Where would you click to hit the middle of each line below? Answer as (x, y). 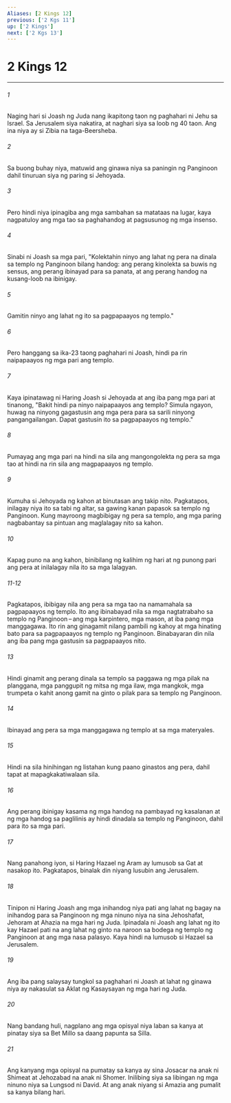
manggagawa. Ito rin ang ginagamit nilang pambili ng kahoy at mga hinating (114, 626)
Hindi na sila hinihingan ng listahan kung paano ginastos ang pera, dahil (109, 767)
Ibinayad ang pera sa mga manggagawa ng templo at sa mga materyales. (111, 730)
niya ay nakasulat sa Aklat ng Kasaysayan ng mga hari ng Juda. (97, 989)
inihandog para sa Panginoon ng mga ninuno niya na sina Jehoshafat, (106, 915)
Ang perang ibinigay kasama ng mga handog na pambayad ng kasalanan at (114, 812)
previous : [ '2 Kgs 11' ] (41, 20)
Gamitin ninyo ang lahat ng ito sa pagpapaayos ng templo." (90, 316)
